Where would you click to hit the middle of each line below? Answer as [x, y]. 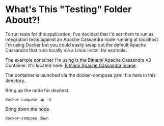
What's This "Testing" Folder [69, 9]
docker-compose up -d [28, 100]
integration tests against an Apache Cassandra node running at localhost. [82, 39]
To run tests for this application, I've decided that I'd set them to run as [79, 34]
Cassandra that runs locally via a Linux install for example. [66, 50]
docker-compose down [27, 118]
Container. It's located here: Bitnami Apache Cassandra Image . [71, 65]
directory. [15, 80]
